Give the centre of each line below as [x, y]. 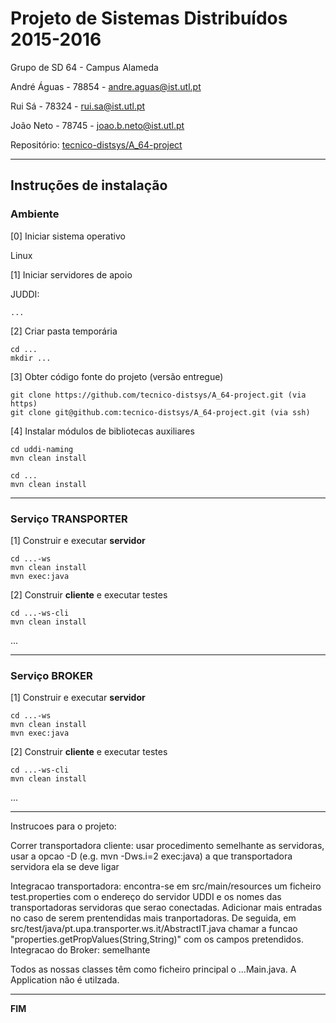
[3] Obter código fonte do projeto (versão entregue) [117, 376]
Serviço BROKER [51, 675]
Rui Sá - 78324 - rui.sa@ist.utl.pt [78, 106]
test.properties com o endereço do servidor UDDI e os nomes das [146, 897]
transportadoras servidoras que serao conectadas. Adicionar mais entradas [166, 908]
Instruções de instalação [89, 185]
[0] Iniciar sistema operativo [68, 236]
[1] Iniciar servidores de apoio [71, 274]
